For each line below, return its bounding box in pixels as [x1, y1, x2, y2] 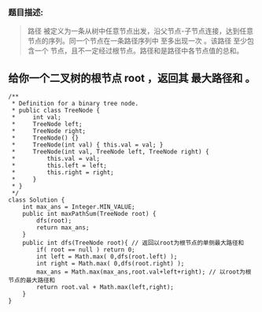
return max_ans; [36, 224, 90, 232]
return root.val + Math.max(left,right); [36, 284, 175, 292]
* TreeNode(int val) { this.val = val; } [11, 141, 164, 149]
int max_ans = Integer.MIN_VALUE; [22, 203, 135, 211]
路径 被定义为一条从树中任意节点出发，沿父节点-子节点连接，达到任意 [27, 26, 254, 36]
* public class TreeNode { [11, 106, 101, 115]
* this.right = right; [11, 169, 114, 176]
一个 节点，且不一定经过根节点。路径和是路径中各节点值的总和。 [34, 46, 244, 56]
